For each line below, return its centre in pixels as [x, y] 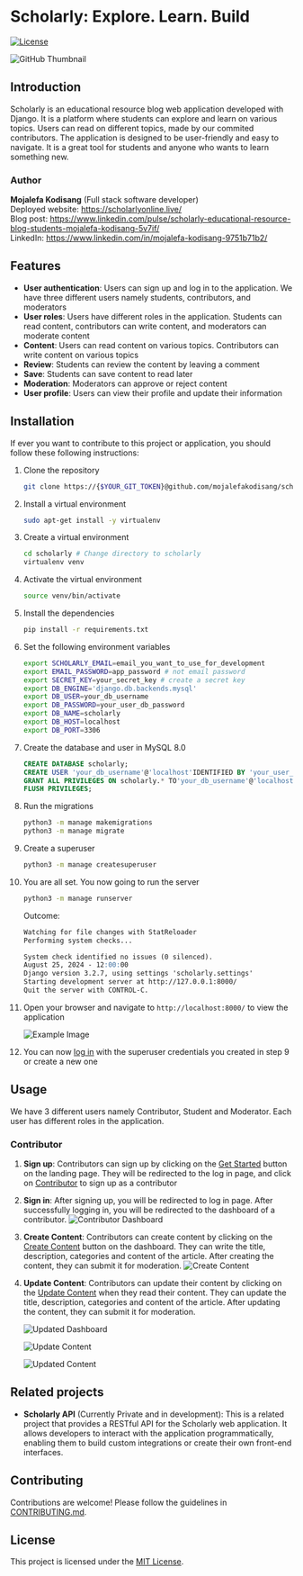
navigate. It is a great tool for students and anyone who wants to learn [139, 147]
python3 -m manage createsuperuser [90, 865]
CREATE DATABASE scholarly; [76, 764]
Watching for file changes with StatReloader [110, 932]
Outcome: [42, 915]
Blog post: [29, 219]
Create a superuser [59, 849]
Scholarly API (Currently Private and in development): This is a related [154, 1414]
